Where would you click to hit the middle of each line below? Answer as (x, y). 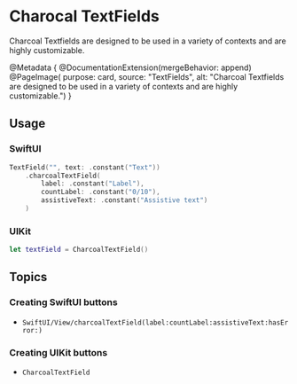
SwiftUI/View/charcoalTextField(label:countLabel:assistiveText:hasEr (155, 322)
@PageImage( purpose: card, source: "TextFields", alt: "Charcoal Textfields (147, 76)
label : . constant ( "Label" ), (93, 184)
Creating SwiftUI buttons (63, 302)
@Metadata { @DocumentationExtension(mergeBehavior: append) (131, 67)
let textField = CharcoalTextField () (79, 250)
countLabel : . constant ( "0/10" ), (101, 192)
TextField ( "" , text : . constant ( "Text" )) (85, 167)
